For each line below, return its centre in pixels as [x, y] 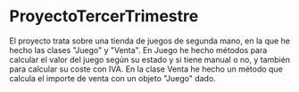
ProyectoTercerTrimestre [104, 16]
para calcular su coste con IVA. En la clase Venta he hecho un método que [146, 69]
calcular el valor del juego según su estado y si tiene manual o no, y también [150, 59]
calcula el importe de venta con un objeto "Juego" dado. [112, 78]
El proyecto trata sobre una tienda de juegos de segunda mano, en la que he [150, 41]
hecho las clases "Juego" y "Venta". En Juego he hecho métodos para [138, 50]
